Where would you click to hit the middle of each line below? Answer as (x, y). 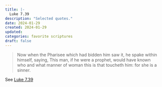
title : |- (15, 9)
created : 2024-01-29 (26, 28)
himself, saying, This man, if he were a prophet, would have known (84, 60)
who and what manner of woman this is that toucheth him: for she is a (87, 65)
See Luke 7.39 (19, 79)
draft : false (18, 41)
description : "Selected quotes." (39, 18)
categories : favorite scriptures (39, 37)
